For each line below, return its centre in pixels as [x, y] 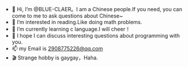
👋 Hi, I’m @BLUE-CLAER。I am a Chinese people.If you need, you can [97, 9]
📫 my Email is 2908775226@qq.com [57, 48]
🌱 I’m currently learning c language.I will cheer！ [71, 29]
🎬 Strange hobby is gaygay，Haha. [55, 58]
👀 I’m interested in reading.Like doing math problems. [77, 22]
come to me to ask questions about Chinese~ [67, 16]
